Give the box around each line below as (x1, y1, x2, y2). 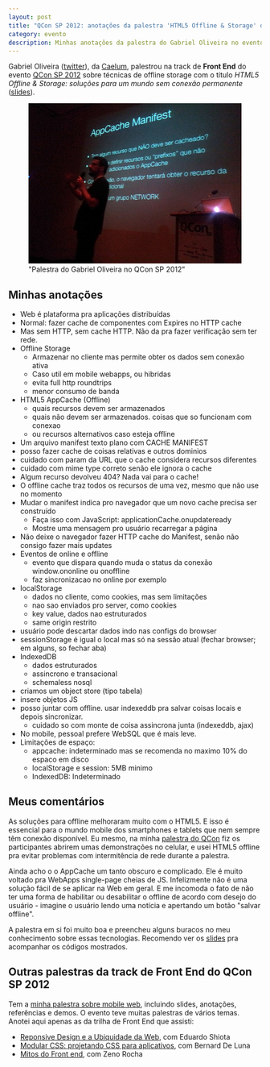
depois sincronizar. (19, 712, 84, 721)
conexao (31, 421, 62, 430)
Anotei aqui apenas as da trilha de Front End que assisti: (8, 1016, 194, 1026)
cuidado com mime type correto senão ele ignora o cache (19, 463, 212, 473)
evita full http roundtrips (31, 378, 112, 388)
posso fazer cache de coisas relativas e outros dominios (19, 446, 207, 456)
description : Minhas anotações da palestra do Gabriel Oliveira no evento (8, 39, 264, 47)
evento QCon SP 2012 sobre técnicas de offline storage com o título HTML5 (8, 70, 260, 80)
